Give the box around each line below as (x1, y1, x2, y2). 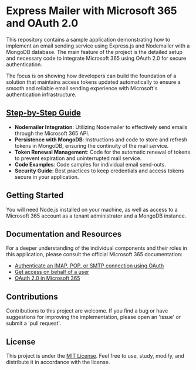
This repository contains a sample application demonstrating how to (6, 36, 171, 43)
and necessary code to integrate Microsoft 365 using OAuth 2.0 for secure (6, 55, 187, 62)
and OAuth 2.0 (6, 16, 79, 30)
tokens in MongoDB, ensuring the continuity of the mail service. (14, 142, 169, 149)
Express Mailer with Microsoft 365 (6, 4, 177, 18)
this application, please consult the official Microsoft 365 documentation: (6, 251, 183, 258)
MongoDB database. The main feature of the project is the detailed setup (6, 48, 183, 55)
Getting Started (6, 191, 64, 201)
